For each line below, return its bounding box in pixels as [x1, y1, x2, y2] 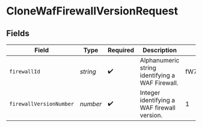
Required [107, 46, 134, 54]
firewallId [9, 68, 40, 75]
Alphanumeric [139, 56, 180, 64]
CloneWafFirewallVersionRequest [6, 4, 179, 18]
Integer [139, 88, 161, 97]
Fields [6, 28, 30, 39]
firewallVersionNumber [9, 101, 74, 107]
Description [142, 46, 177, 54]
